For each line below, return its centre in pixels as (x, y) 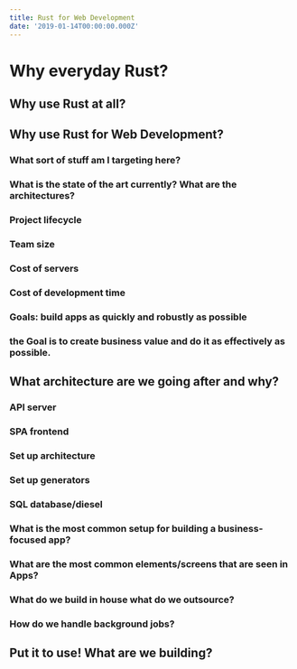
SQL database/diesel (56, 504)
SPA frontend (39, 432)
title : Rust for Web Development (72, 18)
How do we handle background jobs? (92, 624)
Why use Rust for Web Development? (116, 135)
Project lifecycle (46, 220)
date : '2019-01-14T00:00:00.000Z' (74, 26)
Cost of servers (44, 269)
